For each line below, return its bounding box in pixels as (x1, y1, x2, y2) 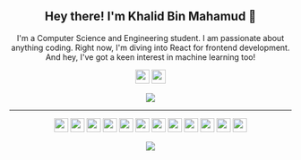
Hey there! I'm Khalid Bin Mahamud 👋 (44, 9, 257, 24)
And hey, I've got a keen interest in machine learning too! (45, 51, 256, 63)
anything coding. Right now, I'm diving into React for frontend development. (11, 42, 290, 53)
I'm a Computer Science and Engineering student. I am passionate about (16, 32, 285, 43)
